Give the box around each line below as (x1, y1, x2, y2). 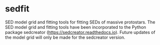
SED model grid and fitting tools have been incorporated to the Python (5, 24, 146, 30)
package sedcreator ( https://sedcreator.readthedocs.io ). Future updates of (5, 29, 156, 35)
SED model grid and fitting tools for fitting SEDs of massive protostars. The (5, 19, 156, 25)
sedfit (5, 3, 30, 14)
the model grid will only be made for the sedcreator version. (5, 34, 125, 40)
